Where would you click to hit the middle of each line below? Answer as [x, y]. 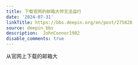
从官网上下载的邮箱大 [32, 56]
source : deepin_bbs [30, 28]
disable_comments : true [35, 39]
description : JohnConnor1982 [43, 33]
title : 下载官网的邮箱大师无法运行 [44, 11]
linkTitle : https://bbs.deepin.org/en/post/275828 [69, 22]
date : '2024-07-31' [30, 17]
